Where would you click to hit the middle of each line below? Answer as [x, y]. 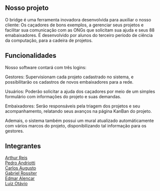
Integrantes [23, 146]
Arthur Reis [16, 158]
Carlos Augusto [21, 168]
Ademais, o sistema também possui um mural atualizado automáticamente [80, 121]
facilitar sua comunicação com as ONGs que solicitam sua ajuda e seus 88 [80, 30]
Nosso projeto [27, 8]
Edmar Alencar [20, 178]
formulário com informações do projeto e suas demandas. [63, 96]
